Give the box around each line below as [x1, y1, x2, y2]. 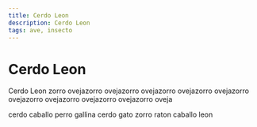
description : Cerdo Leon [8, 19, 90, 27]
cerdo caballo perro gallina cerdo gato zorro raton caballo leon [8, 110, 213, 119]
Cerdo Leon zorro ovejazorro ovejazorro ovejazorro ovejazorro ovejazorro [8, 86, 250, 95]
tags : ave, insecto [8, 26, 73, 34]
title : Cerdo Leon [8, 11, 69, 20]
